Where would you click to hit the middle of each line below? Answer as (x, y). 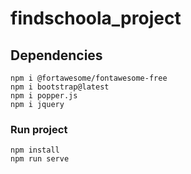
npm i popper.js (44, 96)
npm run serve (40, 159)
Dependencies (56, 55)
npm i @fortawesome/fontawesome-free (89, 78)
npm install (35, 150)
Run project (39, 129)
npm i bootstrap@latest (60, 87)
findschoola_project (96, 18)
